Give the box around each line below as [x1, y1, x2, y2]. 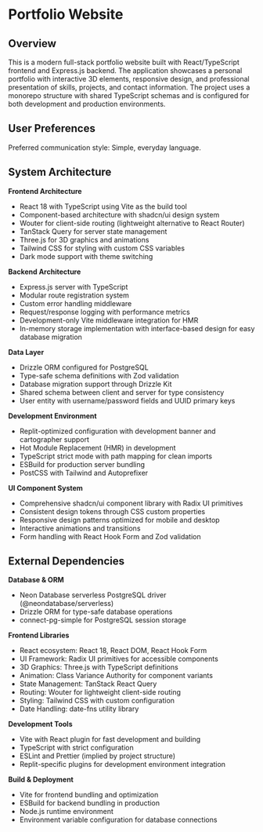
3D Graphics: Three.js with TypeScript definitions [19, 662, 178, 672]
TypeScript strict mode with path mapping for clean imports [19, 451, 213, 461]
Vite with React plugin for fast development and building [19, 735, 201, 744]
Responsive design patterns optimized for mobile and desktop [19, 515, 221, 524]
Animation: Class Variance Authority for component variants [19, 671, 214, 681]
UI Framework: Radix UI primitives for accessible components [19, 654, 219, 664]
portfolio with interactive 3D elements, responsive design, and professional [8, 75, 250, 83]
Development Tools [8, 720, 73, 729]
